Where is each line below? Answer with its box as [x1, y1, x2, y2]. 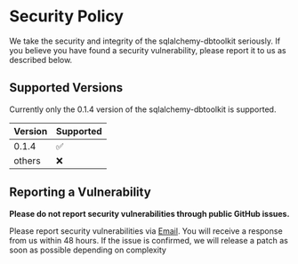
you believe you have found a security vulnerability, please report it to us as [9, 44, 286, 55]
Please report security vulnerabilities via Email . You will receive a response [9, 225, 283, 236]
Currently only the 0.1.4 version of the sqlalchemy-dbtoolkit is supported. [9, 104, 277, 115]
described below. [9, 54, 73, 65]
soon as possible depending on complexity [9, 244, 167, 255]
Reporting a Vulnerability [9, 185, 151, 200]
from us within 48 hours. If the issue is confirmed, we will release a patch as [9, 235, 289, 245]
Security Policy [9, 6, 125, 27]
